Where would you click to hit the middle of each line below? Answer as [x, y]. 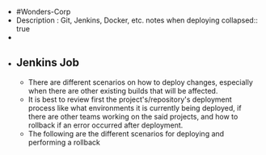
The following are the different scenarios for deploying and [126, 133]
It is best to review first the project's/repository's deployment [130, 99]
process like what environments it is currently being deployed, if [135, 107]
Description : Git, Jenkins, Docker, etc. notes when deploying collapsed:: [137, 20]
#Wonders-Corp [43, 12]
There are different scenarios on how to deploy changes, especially [140, 82]
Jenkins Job [47, 63]
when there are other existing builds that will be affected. [123, 90]
